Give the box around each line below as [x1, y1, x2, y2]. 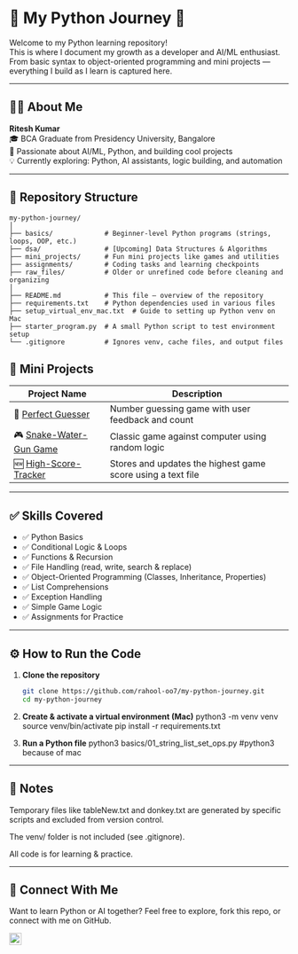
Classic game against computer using [109, 430, 267, 442]
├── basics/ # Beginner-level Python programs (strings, [9, 229, 272, 238]
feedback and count [109, 414, 193, 426]
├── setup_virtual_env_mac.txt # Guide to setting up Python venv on [9, 306, 276, 316]
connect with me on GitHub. [9, 915, 112, 926]
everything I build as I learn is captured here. [9, 66, 173, 76]
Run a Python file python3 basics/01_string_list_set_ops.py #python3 [21, 738, 275, 748]
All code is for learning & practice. [9, 848, 133, 859]
